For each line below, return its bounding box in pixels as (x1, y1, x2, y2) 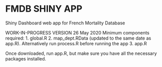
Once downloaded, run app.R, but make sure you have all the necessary (5, 50, 157, 56)
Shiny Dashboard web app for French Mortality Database (5, 20, 125, 26)
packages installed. (5, 55, 47, 61)
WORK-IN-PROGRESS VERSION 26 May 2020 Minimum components (5, 29, 150, 36)
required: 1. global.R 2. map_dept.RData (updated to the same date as (5, 35, 152, 41)
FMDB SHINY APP (5, 3, 83, 15)
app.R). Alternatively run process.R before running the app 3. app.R (5, 40, 147, 46)
